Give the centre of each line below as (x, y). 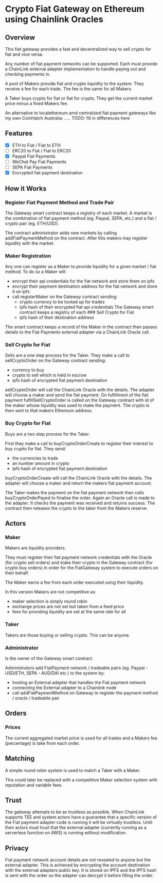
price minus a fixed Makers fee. (37, 103)
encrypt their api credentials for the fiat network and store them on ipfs (83, 281)
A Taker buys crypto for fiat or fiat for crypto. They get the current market (79, 98)
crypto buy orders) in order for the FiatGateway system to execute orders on (82, 568)
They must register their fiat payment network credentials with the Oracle (79, 557)
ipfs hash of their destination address (57, 317)
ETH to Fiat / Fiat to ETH (36, 145)
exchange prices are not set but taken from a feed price (68, 607)
